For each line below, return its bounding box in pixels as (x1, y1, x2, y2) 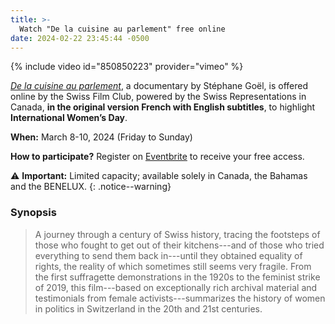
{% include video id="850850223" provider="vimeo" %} (10, 61, 244, 73)
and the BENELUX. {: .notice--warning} (10, 181, 172, 193)
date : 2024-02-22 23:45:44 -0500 (10, 33, 150, 43)
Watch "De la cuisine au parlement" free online (19, 24, 226, 34)
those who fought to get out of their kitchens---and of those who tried (34, 239, 325, 251)
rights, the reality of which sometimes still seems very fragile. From (34, 260, 312, 272)
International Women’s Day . (10, 112, 128, 124)
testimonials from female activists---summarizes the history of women (34, 292, 326, 304)
